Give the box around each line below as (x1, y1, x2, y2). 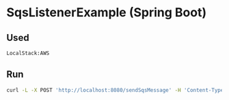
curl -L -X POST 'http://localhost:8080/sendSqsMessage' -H (6, 86, 182, 93)
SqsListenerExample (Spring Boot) (6, 5, 207, 20)
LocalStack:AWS (6, 50, 50, 56)
